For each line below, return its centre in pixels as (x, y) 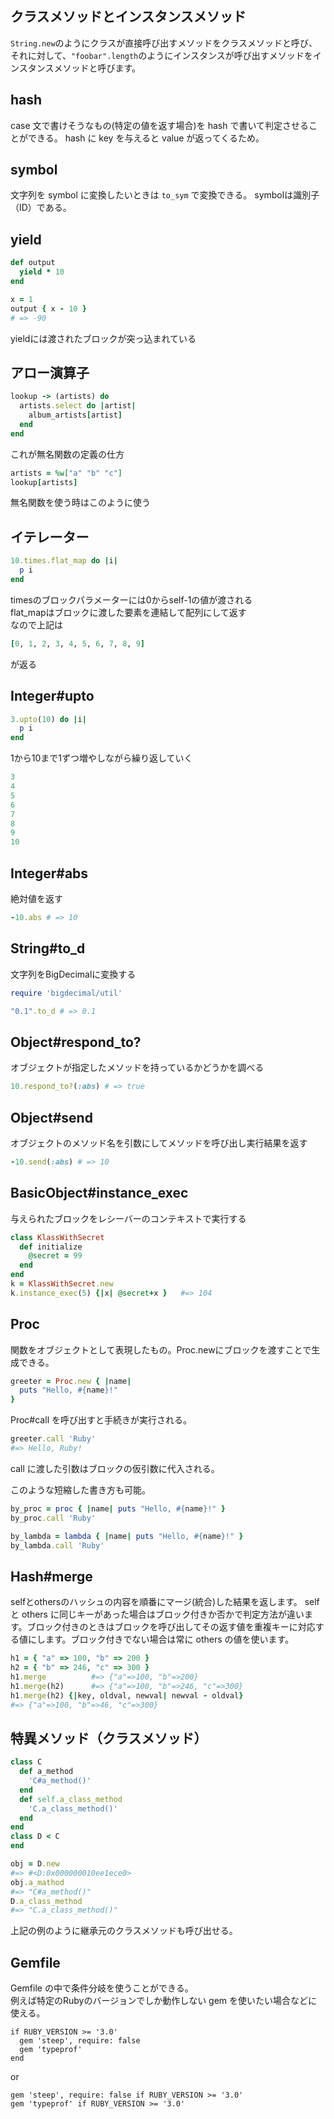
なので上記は (36, 624)
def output (33, 263)
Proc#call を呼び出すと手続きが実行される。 (101, 1420)
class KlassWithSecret (57, 1237)
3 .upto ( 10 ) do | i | (48, 719)
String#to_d (48, 948)
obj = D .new (35, 1864)
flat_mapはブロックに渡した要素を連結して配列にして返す (128, 612)
